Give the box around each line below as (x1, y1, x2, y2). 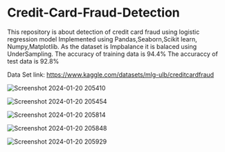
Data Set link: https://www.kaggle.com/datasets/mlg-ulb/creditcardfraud (7, 70, 215, 79)
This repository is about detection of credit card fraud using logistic (7, 28, 200, 36)
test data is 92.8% (7, 57, 60, 65)
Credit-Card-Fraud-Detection (7, 5, 180, 21)
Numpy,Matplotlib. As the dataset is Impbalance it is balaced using (7, 42, 197, 50)
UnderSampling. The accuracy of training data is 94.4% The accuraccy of (7, 50, 218, 58)
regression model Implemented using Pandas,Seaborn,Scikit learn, (7, 35, 197, 43)
